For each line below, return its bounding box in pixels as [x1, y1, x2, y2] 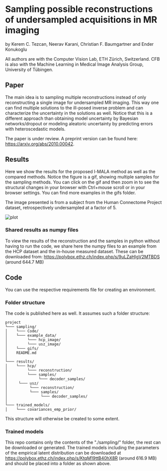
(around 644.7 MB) [5, 259, 44, 265]
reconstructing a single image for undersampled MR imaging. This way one [5, 99, 159, 105]
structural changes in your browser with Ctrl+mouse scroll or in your [5, 184, 145, 190]
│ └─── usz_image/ [5, 342, 61, 347]
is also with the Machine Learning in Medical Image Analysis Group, [5, 61, 144, 67]
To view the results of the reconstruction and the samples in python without [5, 238, 160, 244]
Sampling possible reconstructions [5, 3, 153, 15]
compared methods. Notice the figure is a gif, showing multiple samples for [5, 174, 159, 180]
